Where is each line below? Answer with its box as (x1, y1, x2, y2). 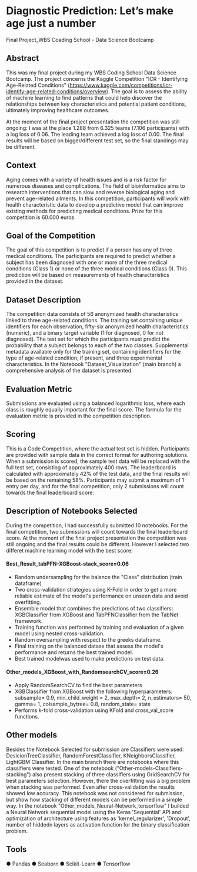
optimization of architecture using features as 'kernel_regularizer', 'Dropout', (6, 815, 191, 822)
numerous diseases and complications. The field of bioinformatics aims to (6, 182, 185, 190)
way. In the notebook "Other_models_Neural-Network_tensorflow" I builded (6, 802, 189, 809)
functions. (14, 713, 39, 720)
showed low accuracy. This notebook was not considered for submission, (6, 789, 184, 796)
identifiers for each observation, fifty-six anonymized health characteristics (6, 323, 189, 330)
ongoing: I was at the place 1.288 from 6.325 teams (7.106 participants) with (6, 124, 189, 131)
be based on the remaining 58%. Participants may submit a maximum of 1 (6, 476, 185, 484)
